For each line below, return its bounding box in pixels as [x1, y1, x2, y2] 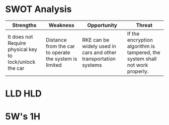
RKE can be [82, 36, 110, 43]
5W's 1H [5, 111, 41, 122]
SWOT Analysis [5, 4, 72, 15]
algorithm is [127, 43, 155, 50]
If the [127, 30, 140, 37]
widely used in [82, 43, 117, 50]
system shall [127, 55, 157, 62]
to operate [46, 49, 70, 56]
